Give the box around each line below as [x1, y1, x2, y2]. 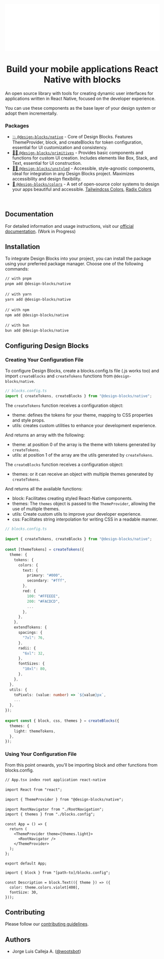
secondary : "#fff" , [26, 578, 67, 583]
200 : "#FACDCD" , [26, 599, 60, 604]
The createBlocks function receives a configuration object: [5, 462, 124, 467]
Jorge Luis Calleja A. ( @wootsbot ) [12, 949, 81, 955]
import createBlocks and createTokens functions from [5, 373, 113, 379]
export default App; [5, 861, 47, 866]
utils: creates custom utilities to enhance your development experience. [12, 422, 157, 428]
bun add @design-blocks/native [5, 328, 69, 333]
